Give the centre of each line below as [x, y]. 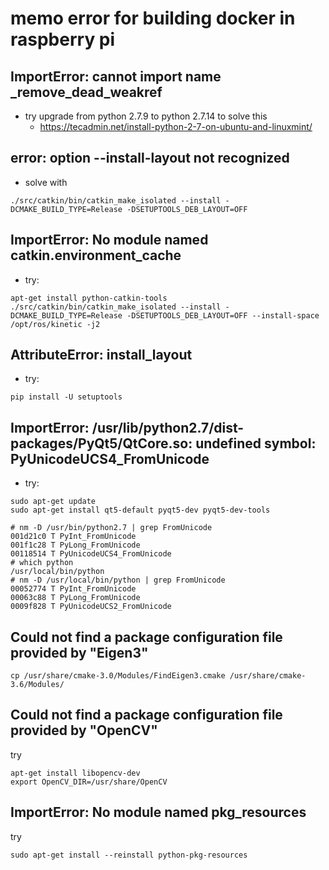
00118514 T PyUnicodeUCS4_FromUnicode [91, 554]
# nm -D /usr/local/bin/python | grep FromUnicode [118, 580]
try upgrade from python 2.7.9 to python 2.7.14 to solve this [146, 116]
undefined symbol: [256, 443]
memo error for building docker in [153, 18]
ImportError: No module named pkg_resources [158, 812]
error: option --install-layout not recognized [150, 158]
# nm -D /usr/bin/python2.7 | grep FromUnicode [111, 528]
